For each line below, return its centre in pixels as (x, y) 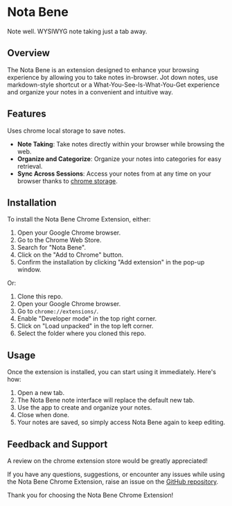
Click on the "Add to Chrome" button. (70, 255)
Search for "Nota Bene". (52, 248)
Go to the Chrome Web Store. (59, 240)
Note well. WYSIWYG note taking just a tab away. (77, 31)
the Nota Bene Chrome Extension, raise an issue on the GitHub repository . (113, 482)
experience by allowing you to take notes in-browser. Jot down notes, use (113, 77)
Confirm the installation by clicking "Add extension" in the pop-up (111, 262)
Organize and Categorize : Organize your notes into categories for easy (119, 159)
